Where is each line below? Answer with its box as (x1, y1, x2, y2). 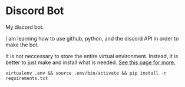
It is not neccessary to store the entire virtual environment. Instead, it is (5, 52, 179, 59)
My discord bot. (5, 24, 44, 31)
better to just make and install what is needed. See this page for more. (5, 59, 176, 66)
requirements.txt (5, 75, 48, 81)
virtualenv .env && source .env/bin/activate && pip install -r (5, 70, 167, 76)
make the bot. (5, 41, 39, 48)
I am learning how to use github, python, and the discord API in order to (5, 35, 179, 42)
